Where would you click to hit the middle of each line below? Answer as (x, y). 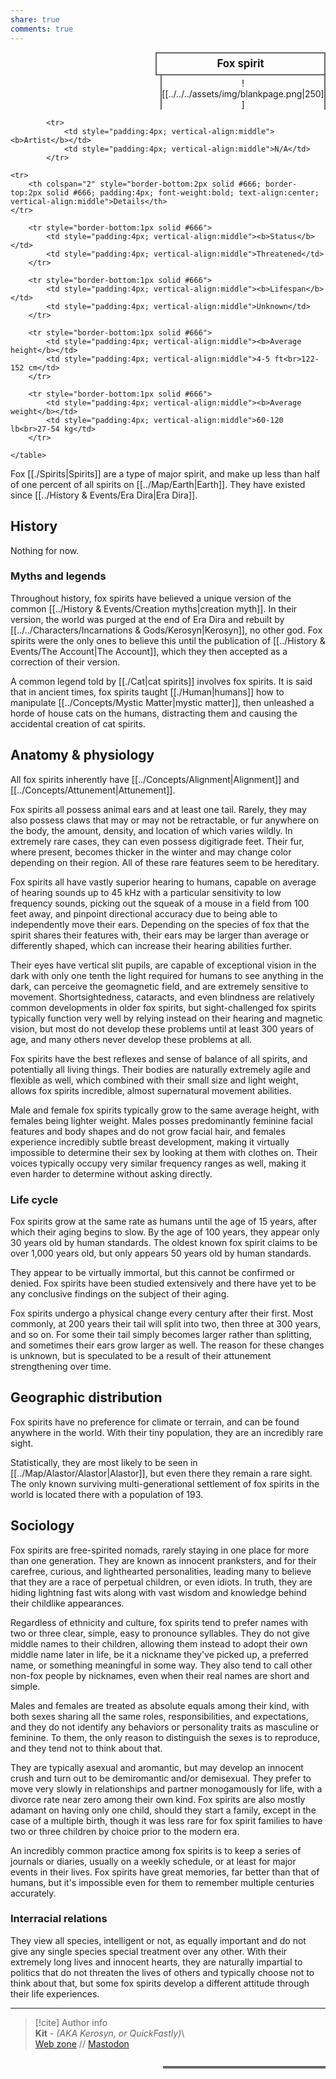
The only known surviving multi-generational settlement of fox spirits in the (165, 1483)
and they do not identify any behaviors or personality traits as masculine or (164, 1727)
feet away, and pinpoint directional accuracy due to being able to (144, 913)
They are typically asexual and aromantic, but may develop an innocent (157, 1767)
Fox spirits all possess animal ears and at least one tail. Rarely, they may (158, 809)
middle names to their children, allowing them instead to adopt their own (159, 1643)
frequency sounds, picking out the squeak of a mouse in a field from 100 (160, 903)
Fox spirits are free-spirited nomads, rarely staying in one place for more (160, 1550)
